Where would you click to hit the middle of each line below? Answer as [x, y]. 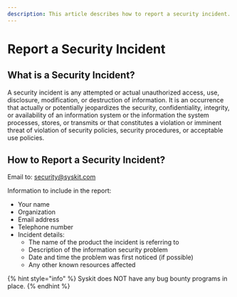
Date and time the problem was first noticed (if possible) [111, 257]
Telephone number [45, 227]
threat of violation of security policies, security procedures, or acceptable [115, 130]
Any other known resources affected [82, 265]
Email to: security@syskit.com [52, 177]
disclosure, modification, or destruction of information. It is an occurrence [116, 99]
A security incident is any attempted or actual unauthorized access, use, [113, 92]
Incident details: [41, 234]
